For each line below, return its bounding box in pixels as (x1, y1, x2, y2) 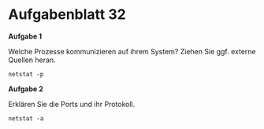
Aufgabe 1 (8, 31, 42, 41)
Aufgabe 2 (8, 84, 43, 94)
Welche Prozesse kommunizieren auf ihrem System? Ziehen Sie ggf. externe (8, 46, 256, 56)
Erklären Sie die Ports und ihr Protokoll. (8, 99, 136, 109)
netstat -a (8, 114, 44, 123)
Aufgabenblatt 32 (8, 6, 126, 24)
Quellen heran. (8, 55, 57, 64)
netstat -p (8, 70, 44, 78)
